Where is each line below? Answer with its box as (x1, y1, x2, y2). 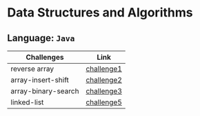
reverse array (10, 64, 54, 73)
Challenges (26, 53, 64, 62)
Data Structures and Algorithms (7, 5, 193, 21)
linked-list (10, 97, 44, 107)
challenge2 (86, 76, 123, 84)
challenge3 (86, 86, 123, 95)
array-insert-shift (10, 76, 69, 84)
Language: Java (7, 32, 75, 44)
